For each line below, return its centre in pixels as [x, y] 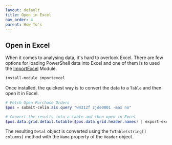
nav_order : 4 [19, 20]
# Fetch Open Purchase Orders [38, 103]
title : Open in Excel [28, 15]
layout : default [23, 10]
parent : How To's [24, 24]
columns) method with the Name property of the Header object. [69, 137]
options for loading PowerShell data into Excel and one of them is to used [83, 63]
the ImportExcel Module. [31, 69]
